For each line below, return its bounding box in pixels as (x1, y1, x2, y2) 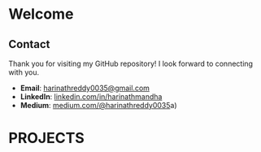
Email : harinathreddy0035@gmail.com (20, 83, 150, 93)
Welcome (8, 5, 74, 24)
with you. (8, 67, 39, 77)
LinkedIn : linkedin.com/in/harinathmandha (20, 92, 163, 102)
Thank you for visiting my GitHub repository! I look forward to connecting (8, 59, 254, 68)
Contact (8, 37, 50, 51)
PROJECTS (8, 129, 85, 147)
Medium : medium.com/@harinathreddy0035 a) (20, 101, 177, 110)
